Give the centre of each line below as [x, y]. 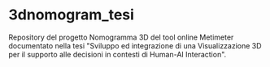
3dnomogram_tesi [71, 15]
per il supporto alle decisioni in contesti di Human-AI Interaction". [118, 54]
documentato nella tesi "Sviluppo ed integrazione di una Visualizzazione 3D [135, 45]
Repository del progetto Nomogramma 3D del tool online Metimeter [121, 37]
